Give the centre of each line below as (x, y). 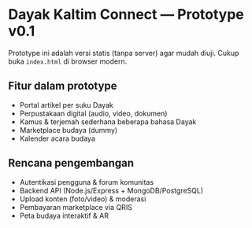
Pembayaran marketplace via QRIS (76, 207)
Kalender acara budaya (57, 138)
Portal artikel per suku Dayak (67, 105)
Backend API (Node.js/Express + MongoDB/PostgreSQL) (111, 190)
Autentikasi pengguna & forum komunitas (87, 182)
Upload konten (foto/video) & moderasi (83, 199)
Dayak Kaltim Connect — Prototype (126, 15)
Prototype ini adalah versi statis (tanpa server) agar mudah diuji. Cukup (124, 53)
